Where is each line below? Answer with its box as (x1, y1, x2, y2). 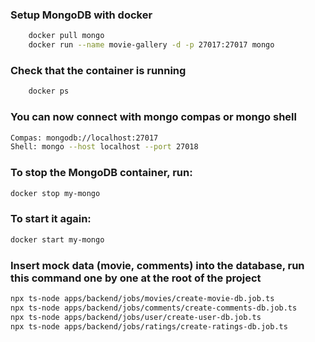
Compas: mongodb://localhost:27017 (10, 133, 159, 143)
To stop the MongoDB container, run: (10, 166, 193, 180)
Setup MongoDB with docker (10, 8, 153, 22)
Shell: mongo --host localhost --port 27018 (10, 142, 199, 152)
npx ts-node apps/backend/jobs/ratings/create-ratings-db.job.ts (10, 321, 288, 332)
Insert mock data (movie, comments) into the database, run (10, 258, 305, 272)
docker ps (28, 86, 70, 97)
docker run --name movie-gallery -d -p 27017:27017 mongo (28, 40, 275, 50)
